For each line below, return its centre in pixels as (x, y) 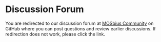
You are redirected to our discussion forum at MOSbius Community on (79, 23)
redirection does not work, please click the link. (55, 34)
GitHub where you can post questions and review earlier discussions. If (80, 28)
